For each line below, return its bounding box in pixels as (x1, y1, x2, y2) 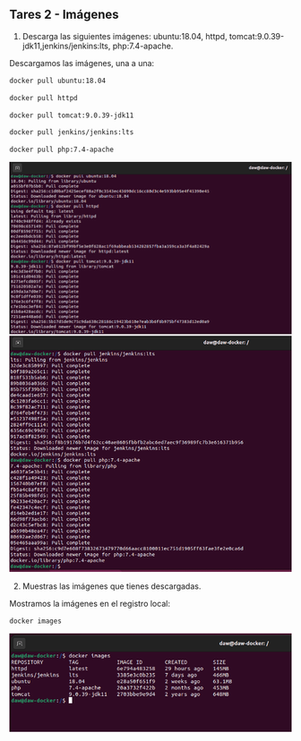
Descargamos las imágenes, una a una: (9, 57, 155, 68)
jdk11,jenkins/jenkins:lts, (21, 40, 111, 51)
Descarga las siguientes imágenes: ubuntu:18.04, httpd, (21, 30, 228, 41)
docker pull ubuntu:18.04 (9, 76, 106, 85)
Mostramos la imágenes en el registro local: (9, 598, 170, 609)
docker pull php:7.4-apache (9, 145, 115, 155)
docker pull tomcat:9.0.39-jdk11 (9, 111, 134, 120)
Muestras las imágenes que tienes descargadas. (21, 581, 202, 592)
